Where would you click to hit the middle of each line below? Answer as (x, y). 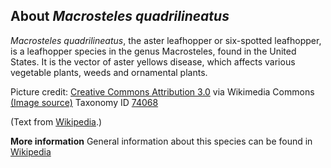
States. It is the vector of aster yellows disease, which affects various (153, 61)
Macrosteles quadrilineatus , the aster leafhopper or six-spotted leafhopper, (166, 40)
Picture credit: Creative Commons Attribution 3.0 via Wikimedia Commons (162, 91)
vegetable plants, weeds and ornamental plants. (109, 72)
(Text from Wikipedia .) (56, 121)
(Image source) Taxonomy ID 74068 (84, 102)
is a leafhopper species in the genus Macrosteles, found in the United (153, 51)
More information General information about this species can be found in (161, 141)
